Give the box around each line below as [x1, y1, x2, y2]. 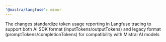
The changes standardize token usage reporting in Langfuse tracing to [5, 21, 152, 27]
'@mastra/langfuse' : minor [5, 7, 62, 12]
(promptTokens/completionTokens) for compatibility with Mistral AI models [5, 31, 160, 37]
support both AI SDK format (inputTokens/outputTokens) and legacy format [5, 26, 161, 32]
